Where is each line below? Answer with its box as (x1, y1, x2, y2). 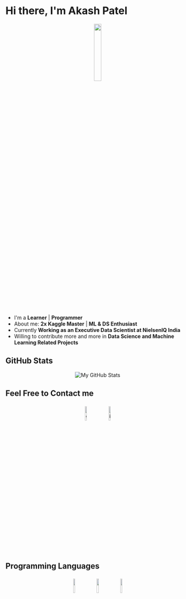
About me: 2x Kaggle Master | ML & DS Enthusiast (13, 320, 137, 327)
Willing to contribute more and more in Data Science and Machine (13, 333, 174, 340)
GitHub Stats (5, 356, 53, 366)
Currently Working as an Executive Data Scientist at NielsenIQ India (13, 326, 181, 333)
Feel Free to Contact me (5, 388, 94, 399)
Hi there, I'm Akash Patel (5, 4, 128, 18)
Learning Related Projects (13, 338, 78, 346)
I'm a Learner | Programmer (13, 314, 83, 321)
